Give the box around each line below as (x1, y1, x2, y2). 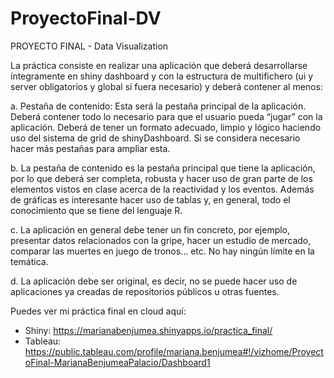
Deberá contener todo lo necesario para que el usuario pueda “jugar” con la (10, 110, 323, 122)
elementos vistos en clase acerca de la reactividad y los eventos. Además (10, 183, 315, 195)
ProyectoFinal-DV (10, 7, 162, 30)
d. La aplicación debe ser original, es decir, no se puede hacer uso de (10, 275, 298, 287)
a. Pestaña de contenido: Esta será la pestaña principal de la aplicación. (10, 100, 307, 112)
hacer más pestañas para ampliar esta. (10, 142, 171, 154)
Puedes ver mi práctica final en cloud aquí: (10, 305, 187, 317)
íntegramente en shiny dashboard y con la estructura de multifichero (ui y (10, 70, 314, 82)
